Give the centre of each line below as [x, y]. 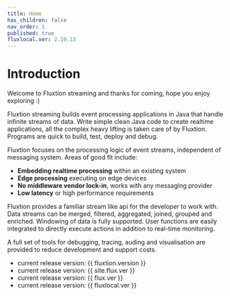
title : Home [24, 14]
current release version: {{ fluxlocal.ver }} [77, 286]
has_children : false [37, 20]
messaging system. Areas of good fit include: [72, 157]
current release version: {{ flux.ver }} [70, 278]
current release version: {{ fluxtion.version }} [82, 263]
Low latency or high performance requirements [86, 193]
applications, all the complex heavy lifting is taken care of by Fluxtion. [107, 129]
